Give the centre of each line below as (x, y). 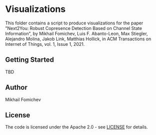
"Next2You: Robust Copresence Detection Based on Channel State (74, 28)
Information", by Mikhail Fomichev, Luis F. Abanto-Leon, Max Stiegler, (77, 33)
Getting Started (30, 60)
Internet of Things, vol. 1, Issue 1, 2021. (45, 44)
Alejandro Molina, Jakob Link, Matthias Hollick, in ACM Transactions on (78, 39)
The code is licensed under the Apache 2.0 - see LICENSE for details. (77, 127)
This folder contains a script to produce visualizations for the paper (74, 23)
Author (16, 87)
